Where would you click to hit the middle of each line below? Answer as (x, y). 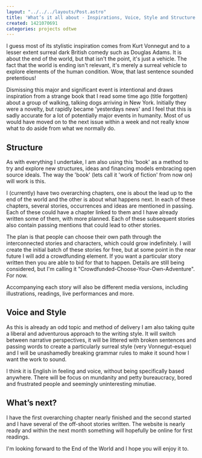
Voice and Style (36, 312)
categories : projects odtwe (42, 29)
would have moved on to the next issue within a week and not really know (98, 122)
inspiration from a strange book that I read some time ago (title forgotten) (97, 96)
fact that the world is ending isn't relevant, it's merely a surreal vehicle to (96, 65)
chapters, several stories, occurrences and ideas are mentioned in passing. (100, 206)
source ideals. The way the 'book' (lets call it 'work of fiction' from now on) (99, 175)
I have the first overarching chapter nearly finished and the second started (99, 417)
